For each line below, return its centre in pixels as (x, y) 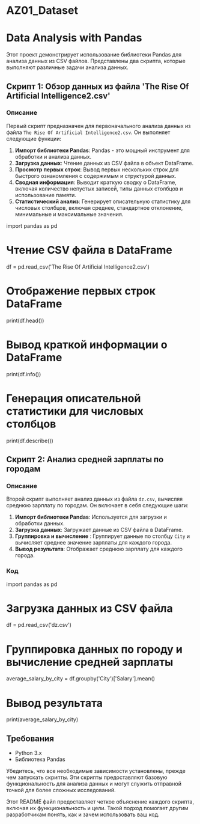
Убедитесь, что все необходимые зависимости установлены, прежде (96, 771)
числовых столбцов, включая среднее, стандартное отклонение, (99, 207)
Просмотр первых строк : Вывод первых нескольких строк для (97, 169)
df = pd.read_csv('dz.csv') (39, 625)
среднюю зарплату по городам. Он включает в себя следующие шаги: (98, 505)
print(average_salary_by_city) (42, 719)
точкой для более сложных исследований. (61, 790)
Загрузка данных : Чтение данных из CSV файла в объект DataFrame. (104, 163)
